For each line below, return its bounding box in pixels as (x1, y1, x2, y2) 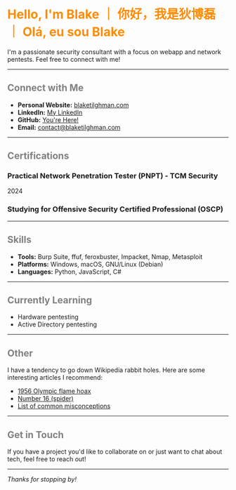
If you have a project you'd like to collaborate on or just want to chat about (7, 447, 223, 456)
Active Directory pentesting (17, 320, 97, 329)
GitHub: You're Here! (17, 115, 79, 124)
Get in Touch (7, 429, 65, 441)
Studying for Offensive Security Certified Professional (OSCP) (7, 204, 223, 214)
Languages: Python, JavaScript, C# (17, 267, 122, 276)
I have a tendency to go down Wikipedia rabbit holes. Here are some (7, 366, 206, 374)
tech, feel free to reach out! (7, 454, 86, 463)
